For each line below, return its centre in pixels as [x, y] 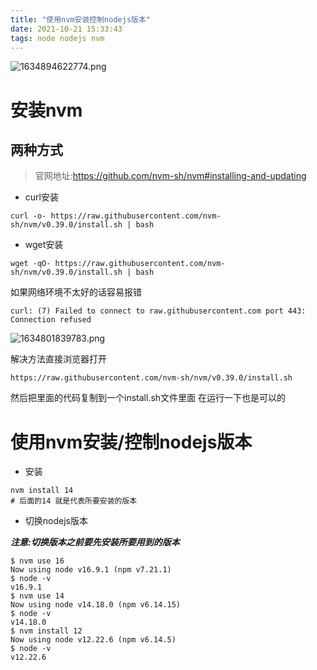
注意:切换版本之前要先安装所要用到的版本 [95, 542]
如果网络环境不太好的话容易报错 [76, 292]
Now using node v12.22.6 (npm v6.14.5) [93, 640]
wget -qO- [31, 264]
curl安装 [41, 197]
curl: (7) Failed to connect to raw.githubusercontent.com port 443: [158, 311]
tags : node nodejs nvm [57, 38]
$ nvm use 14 [37, 596]
